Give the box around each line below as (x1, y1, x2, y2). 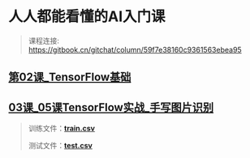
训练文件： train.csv (28, 123, 96, 134)
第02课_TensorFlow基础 (8, 70, 131, 84)
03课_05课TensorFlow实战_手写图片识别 (8, 100, 213, 114)
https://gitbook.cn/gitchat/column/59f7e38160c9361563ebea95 (28, 45, 242, 54)
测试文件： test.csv (28, 141, 93, 151)
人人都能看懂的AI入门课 (8, 7, 166, 26)
